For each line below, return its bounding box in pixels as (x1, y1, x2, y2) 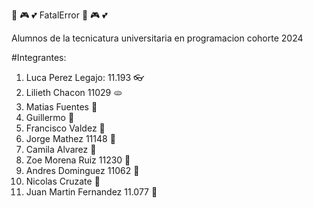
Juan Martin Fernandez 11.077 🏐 (25, 186, 158, 198)
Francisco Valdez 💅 (25, 122, 106, 134)
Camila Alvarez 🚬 (25, 144, 97, 155)
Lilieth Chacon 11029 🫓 (25, 87, 123, 98)
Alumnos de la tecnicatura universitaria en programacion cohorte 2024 (11, 32, 304, 44)
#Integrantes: (11, 52, 67, 63)
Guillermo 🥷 (25, 112, 75, 123)
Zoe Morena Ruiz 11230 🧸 (25, 154, 131, 166)
